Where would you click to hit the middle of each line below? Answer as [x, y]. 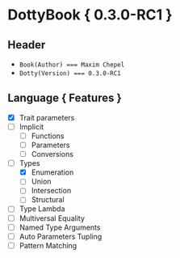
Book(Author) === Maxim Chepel [72, 65]
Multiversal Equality [52, 218]
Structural [48, 200]
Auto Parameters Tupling [61, 236]
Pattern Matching [48, 245]
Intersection [51, 191]
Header [27, 45]
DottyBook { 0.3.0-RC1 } [90, 15]
